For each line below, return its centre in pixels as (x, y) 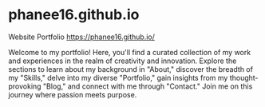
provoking (25, 86)
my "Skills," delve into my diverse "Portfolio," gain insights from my (118, 77)
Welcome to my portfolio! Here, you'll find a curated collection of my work (130, 52)
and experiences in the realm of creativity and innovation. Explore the (123, 61)
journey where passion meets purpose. (73, 94)
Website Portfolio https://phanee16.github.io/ (82, 37)
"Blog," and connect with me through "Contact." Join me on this (148, 86)
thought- (244, 77)
